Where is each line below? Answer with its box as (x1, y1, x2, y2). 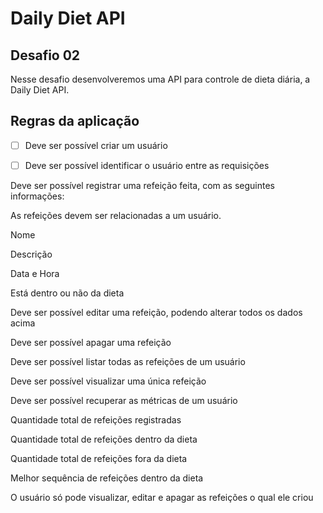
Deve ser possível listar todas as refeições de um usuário (10, 355, 246, 367)
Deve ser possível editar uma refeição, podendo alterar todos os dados (10, 306, 303, 318)
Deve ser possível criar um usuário (24, 139, 168, 151)
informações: (10, 190, 65, 202)
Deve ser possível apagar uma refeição (10, 336, 172, 348)
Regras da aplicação (10, 113, 140, 130)
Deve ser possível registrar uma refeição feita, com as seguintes (10, 179, 276, 191)
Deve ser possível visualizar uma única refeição (10, 375, 207, 387)
